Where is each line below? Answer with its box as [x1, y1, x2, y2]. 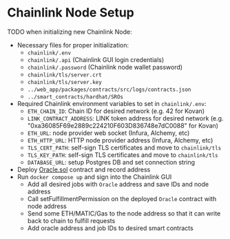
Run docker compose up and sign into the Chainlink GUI [17, 172, 172, 180]
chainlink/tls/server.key [27, 79, 102, 85]
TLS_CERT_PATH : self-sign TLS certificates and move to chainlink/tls [27, 143, 222, 152]
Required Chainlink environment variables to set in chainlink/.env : [17, 99, 207, 107]
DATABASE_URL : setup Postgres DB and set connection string [27, 158, 195, 166]
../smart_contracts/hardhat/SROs [27, 93, 124, 101]
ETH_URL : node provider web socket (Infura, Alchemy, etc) [27, 129, 190, 137]
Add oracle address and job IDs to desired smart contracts [27, 224, 194, 232]
